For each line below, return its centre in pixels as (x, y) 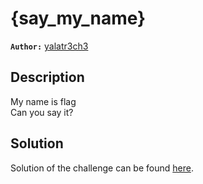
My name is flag (43, 101)
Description (47, 77)
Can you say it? (42, 112)
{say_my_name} (78, 18)
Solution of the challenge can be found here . (102, 168)
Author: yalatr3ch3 (49, 46)
